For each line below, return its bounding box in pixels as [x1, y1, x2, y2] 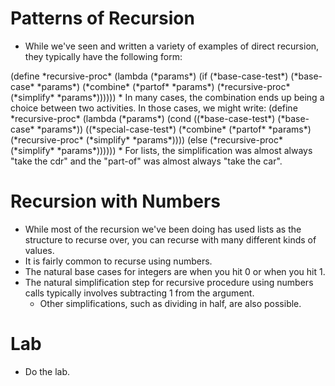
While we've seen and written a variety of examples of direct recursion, [24, 40, 320, 52]
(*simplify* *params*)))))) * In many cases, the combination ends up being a [10, 91, 325, 103]
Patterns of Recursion [10, 7, 195, 30]
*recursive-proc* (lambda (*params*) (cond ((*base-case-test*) [10, 112, 276, 124]
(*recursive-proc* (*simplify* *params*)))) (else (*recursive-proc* [10, 133, 283, 146]
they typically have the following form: [24, 50, 183, 62]
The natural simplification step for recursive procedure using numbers [24, 276, 314, 288]
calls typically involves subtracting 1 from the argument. [24, 287, 255, 299]
